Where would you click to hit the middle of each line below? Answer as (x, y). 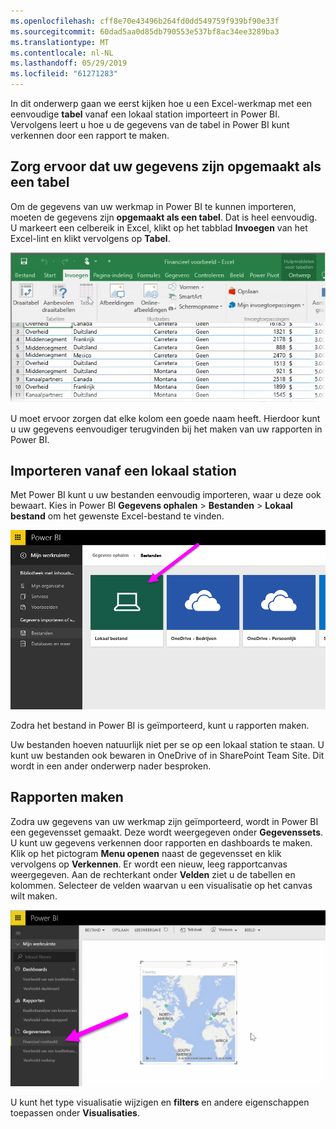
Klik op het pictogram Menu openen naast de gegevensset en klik (146, 853)
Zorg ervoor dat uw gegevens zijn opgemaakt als (166, 166)
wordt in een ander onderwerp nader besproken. (111, 766)
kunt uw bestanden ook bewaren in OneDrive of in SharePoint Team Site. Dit (167, 756)
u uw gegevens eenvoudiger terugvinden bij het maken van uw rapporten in (166, 429)
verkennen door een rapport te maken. (90, 135)
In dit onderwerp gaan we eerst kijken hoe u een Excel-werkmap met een (161, 103)
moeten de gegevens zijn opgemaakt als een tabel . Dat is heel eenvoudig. (164, 217)
